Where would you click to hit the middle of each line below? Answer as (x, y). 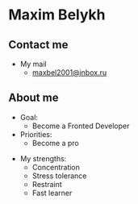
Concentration (56, 167)
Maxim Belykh (57, 15)
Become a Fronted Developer (81, 126)
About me (33, 98)
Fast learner (52, 193)
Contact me (38, 45)
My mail (33, 64)
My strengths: (43, 158)
